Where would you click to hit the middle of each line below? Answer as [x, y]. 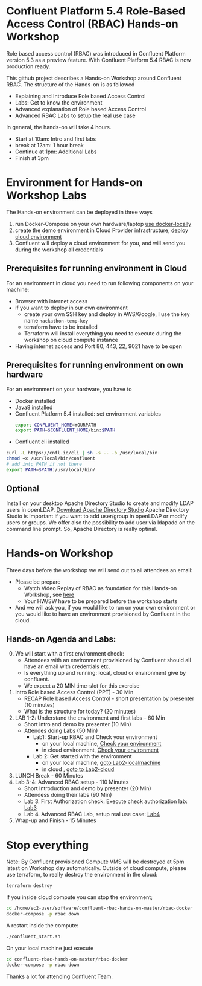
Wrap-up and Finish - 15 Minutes [55, 820]
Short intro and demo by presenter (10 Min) [77, 724]
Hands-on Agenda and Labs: [61, 639]
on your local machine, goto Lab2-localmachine [101, 763]
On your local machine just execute [50, 948]
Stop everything [48, 845]
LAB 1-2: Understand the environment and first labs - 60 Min [90, 718]
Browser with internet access [51, 301]
